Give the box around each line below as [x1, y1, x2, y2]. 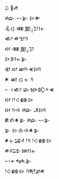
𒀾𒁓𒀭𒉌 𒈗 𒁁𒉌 [5, 117, 50, 123]
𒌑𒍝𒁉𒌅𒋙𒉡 [5, 148, 37, 154]
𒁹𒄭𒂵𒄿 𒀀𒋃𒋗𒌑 [5, 168, 45, 174]
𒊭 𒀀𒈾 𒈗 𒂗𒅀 [5, 107, 46, 113]
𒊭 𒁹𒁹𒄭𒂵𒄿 [5, 97, 34, 103]
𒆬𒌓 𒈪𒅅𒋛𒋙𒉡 [5, 25, 45, 31]
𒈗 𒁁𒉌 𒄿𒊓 [5, 15, 41, 21]
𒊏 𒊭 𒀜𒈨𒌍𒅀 [5, 66, 42, 72]
